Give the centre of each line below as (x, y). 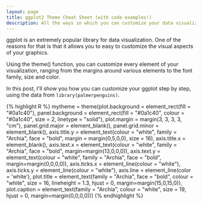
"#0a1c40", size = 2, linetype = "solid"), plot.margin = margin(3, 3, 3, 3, (94, 119)
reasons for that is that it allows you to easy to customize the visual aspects (100, 46)
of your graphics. (28, 53)
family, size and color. (33, 77)
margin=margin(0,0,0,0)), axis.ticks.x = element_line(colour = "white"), (93, 164)
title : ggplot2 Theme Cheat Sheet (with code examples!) (79, 17)
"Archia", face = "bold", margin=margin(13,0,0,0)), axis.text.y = (84, 151)
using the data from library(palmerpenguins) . (63, 95)
